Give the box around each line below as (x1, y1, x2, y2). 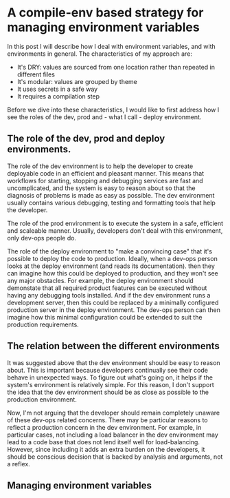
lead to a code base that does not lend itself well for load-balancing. (7, 437, 200, 446)
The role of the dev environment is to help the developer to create (7, 162, 194, 170)
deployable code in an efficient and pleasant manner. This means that (7, 169, 205, 177)
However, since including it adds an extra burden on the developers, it (7, 445, 205, 453)
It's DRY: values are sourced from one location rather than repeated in (16, 63, 215, 71)
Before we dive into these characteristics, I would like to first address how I (7, 105, 220, 114)
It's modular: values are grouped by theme (16, 77, 137, 85)
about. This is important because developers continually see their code (7, 366, 208, 374)
